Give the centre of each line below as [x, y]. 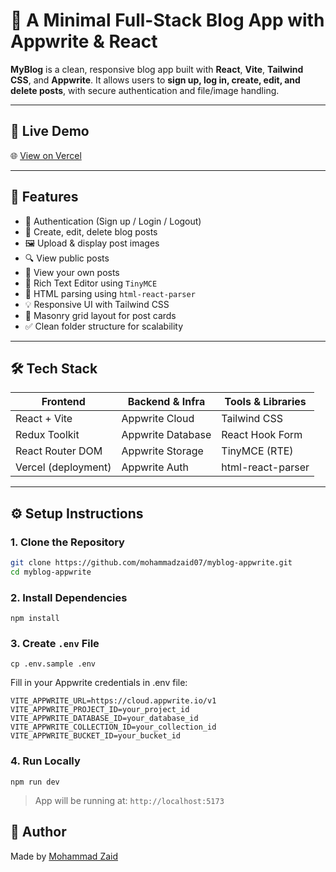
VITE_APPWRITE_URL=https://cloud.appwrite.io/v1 [113, 701]
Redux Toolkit [47, 435]
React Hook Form [262, 435]
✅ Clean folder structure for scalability [104, 326]
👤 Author [38, 832]
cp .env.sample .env [53, 664]
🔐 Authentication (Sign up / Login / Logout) [113, 221]
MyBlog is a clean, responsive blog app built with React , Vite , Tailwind [157, 69]
